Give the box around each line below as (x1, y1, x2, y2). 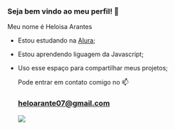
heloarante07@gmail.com (17, 99, 110, 109)
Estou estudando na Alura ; (17, 36, 96, 45)
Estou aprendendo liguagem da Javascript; (17, 50, 144, 59)
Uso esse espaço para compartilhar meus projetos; (17, 64, 169, 72)
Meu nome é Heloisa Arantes (7, 23, 92, 31)
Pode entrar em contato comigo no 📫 (17, 78, 129, 87)
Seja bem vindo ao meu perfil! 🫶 (7, 6, 120, 16)
